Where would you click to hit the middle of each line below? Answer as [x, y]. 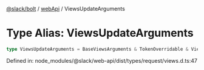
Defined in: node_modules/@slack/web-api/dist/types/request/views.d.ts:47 [102, 60]
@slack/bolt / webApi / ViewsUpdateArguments [66, 9]
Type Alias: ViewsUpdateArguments [100, 33]
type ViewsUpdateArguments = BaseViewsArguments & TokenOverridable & [97, 49]
